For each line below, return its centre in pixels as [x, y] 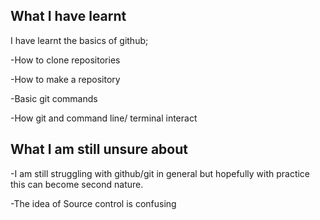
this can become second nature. [77, 184]
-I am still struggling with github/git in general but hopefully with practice [160, 173]
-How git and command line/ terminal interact [104, 118]
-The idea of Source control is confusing [93, 203]
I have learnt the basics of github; [79, 40]
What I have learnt [68, 16]
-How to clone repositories [65, 60]
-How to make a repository [65, 79]
